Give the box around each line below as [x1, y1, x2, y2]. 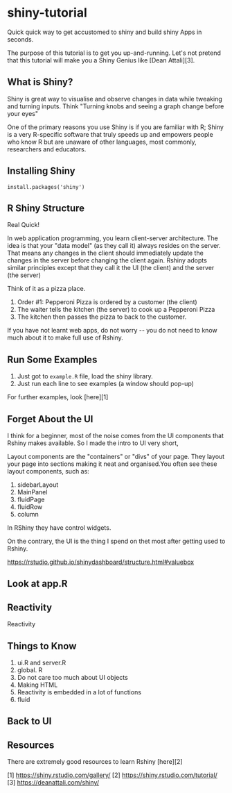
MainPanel [17, 488, 48, 496]
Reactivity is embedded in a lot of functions [17, 688, 142, 696]
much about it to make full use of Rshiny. [7, 333, 123, 342]
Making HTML [17, 681, 58, 689]
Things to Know [7, 640, 77, 652]
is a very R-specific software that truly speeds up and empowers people [7, 130, 213, 138]
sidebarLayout [17, 481, 59, 489]
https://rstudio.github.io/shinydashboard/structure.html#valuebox [7, 558, 195, 566]
